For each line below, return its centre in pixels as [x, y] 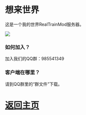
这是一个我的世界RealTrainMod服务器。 [44, 24]
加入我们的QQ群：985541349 [35, 59]
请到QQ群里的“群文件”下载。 [34, 84]
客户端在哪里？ [23, 72]
